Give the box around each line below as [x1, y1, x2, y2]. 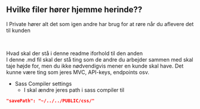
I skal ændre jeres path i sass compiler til [23, 86, 124, 94]
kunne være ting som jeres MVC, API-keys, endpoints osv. [6, 68, 150, 76]
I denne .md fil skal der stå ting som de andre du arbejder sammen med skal [6, 56, 193, 63]
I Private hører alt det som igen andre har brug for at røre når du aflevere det [6, 20, 194, 27]
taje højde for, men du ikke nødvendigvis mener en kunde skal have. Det [6, 62, 184, 69]
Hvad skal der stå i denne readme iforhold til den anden [6, 50, 143, 57]
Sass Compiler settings [14, 80, 72, 87]
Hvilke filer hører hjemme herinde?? [6, 5, 143, 15]
